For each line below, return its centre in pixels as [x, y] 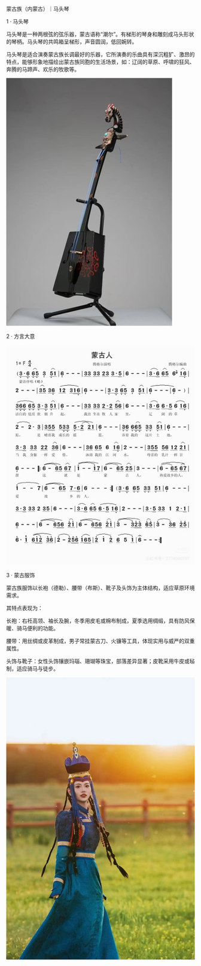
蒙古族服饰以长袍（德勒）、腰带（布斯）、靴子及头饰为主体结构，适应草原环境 [100, 587]
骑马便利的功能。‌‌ [37, 628]
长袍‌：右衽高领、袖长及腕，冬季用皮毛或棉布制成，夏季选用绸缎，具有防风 [98, 620]
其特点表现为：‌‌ [25, 608]
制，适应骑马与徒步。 [32, 668]
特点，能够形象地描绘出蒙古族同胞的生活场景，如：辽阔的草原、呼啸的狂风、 [100, 62]
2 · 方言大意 [21, 336]
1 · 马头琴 [17, 22]
